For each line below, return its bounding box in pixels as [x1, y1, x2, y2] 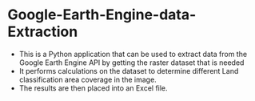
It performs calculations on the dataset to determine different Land [18, 66, 239, 75]
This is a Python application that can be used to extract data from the [18, 49, 248, 59]
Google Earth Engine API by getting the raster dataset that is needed [18, 58, 245, 67]
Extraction [7, 22, 78, 41]
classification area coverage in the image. [18, 75, 157, 84]
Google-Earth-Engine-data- [7, 6, 197, 24]
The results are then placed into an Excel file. [18, 83, 169, 93]
